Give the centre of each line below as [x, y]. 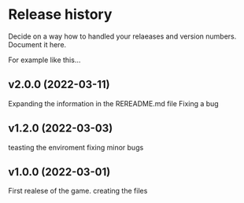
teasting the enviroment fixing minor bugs [76, 147]
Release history [60, 15]
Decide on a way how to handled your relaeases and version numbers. [122, 36]
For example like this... [44, 60]
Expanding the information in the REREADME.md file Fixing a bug [113, 103]
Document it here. [37, 44]
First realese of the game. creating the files [78, 191]
